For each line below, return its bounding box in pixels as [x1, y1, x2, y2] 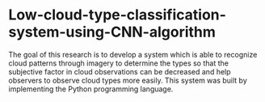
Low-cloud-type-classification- [8, 6, 226, 24]
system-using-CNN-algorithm [8, 23, 217, 41]
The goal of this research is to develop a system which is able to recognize [8, 49, 258, 59]
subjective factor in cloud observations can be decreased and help [8, 66, 232, 76]
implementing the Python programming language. [8, 83, 174, 94]
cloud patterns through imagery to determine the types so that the [8, 58, 229, 68]
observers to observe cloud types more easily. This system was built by [8, 75, 248, 85]
